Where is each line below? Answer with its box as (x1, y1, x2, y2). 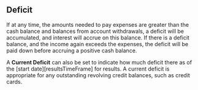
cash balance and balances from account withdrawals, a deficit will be (6, 27, 184, 35)
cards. (6, 78, 23, 85)
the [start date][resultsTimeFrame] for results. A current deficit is (6, 65, 170, 72)
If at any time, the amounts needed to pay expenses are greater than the (6, 21, 189, 28)
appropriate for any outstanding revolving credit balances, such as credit (6, 71, 190, 78)
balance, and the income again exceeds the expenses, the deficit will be (6, 40, 189, 47)
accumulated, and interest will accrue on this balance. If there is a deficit (6, 33, 190, 41)
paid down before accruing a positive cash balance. (6, 47, 137, 54)
